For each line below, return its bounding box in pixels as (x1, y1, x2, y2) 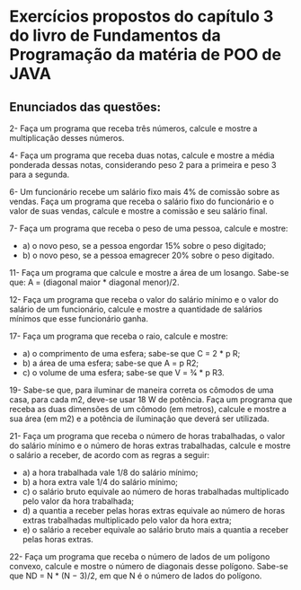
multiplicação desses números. (9, 133, 125, 143)
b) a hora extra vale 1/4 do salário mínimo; (22, 477, 178, 487)
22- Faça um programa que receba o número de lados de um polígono (9, 551, 270, 562)
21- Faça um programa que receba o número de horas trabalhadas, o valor (9, 431, 286, 441)
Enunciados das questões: (9, 99, 162, 114)
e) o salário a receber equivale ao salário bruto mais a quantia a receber (22, 524, 289, 535)
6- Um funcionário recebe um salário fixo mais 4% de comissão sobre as (9, 187, 280, 197)
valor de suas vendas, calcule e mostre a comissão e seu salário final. (9, 206, 268, 216)
